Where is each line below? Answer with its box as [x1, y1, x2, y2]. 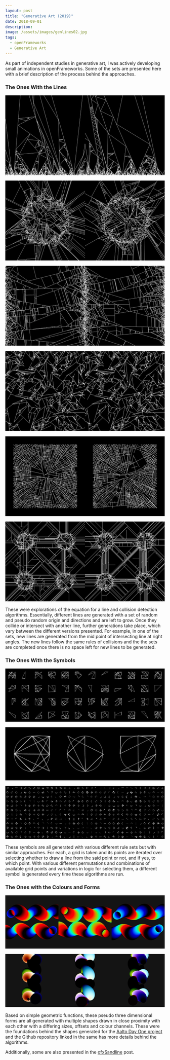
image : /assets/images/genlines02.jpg [5, 29, 87, 35]
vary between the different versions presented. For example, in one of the [5, 628, 159, 634]
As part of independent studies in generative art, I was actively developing [5, 60, 160, 66]
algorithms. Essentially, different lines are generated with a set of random [5, 612, 158, 618]
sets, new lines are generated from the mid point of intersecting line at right [5, 634, 163, 640]
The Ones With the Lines [5, 84, 67, 91]
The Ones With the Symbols [5, 656, 76, 664]
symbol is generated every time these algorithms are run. [5, 871, 125, 877]
